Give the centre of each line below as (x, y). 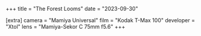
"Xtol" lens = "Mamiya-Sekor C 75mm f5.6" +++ (65, 27)
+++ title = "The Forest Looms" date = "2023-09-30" (72, 9)
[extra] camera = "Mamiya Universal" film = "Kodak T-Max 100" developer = (101, 20)
